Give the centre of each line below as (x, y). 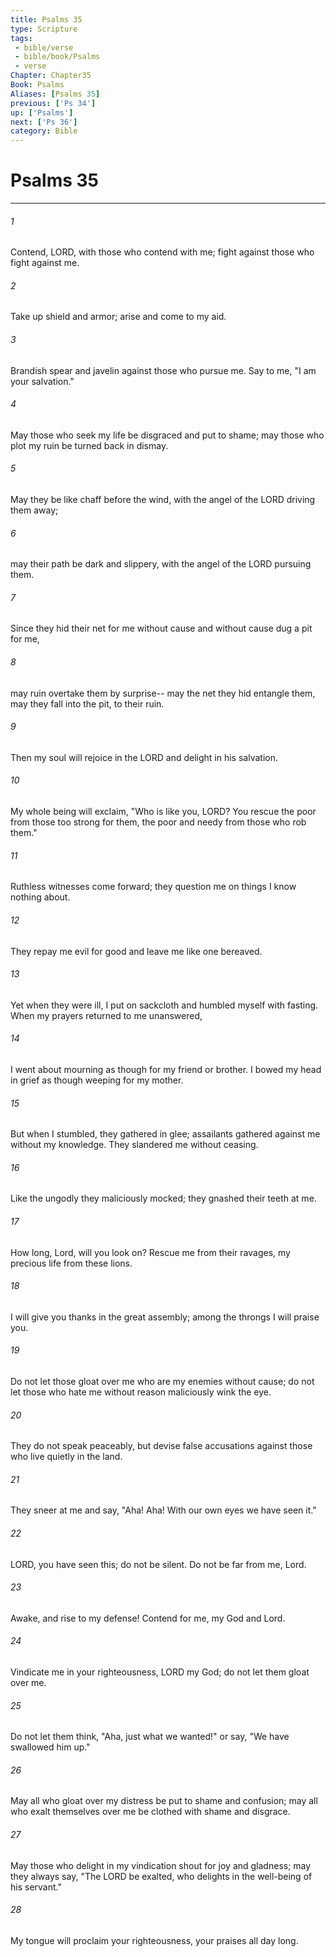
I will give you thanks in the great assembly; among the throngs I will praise (165, 1317)
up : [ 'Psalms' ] (42, 112)
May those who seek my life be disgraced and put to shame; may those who (167, 435)
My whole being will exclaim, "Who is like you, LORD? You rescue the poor (163, 812)
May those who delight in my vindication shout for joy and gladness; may (161, 1865)
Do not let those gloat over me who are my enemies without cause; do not (162, 1381)
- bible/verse (44, 47)
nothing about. (40, 897)
